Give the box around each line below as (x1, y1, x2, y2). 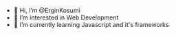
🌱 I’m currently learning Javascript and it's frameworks (13, 21, 170, 28)
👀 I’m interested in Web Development (13, 13, 119, 22)
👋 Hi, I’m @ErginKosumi (13, 7, 80, 14)
